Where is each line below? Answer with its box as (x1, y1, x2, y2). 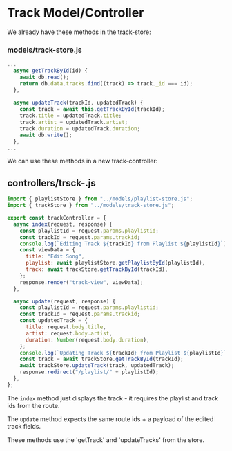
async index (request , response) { (13, 220, 113, 228)
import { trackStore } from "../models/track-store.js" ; (7, 202, 175, 209)
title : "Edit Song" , (25, 253, 85, 260)
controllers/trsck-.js (7, 177, 96, 188)
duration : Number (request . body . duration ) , (25, 336, 150, 344)
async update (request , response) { (13, 298, 116, 305)
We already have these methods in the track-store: (7, 28, 152, 36)
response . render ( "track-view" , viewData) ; (19, 278, 144, 285)
